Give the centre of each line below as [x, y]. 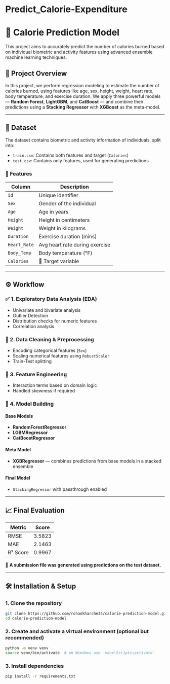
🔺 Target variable [59, 261]
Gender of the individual [67, 204]
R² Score [18, 552]
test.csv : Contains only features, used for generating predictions [81, 160]
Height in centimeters [64, 220]
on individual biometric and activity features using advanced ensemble [79, 52]
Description [75, 187]
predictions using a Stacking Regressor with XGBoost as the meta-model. [83, 107]
